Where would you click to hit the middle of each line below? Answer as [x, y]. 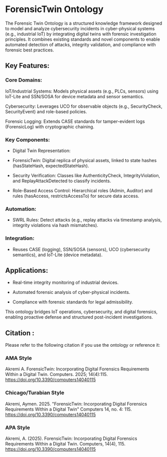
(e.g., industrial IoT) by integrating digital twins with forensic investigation [81, 34]
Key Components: [28, 139]
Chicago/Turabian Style [35, 393]
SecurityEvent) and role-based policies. [46, 111]
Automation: [21, 209]
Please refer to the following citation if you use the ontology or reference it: [83, 345]
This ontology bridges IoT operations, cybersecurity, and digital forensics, [81, 312]
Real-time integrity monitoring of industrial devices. [65, 282]
